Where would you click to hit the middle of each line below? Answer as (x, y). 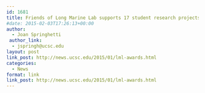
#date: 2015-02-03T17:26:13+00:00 (50, 23)
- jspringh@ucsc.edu (38, 46)
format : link (23, 75)
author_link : (26, 40)
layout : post (23, 52)
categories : (21, 63)
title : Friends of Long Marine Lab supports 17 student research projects (103, 18)
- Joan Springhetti (37, 35)
